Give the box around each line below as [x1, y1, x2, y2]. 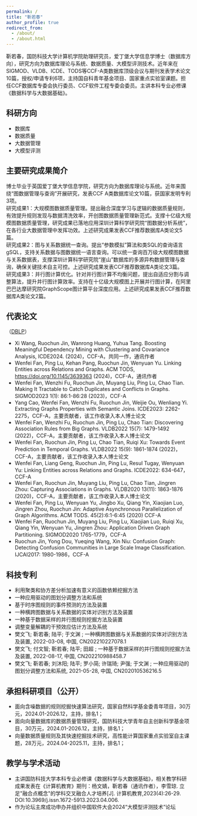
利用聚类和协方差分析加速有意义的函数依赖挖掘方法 [14, 586, 138, 594]
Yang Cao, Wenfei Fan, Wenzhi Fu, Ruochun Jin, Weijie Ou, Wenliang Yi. [14, 399, 189, 406]
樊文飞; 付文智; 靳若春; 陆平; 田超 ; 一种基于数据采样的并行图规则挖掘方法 [14, 645, 191, 652]
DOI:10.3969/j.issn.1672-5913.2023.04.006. [14, 796, 119, 803]
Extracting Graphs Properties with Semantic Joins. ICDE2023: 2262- [14, 406, 181, 413]
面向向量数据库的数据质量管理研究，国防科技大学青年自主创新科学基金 [14, 717, 185, 725]
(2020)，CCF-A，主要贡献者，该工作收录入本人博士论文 [14, 493, 151, 500]
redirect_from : [6, 25, 43, 31]
